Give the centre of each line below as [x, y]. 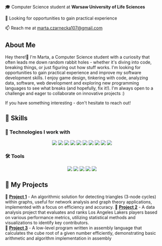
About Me [20, 45]
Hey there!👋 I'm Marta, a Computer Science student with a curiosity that [77, 57]
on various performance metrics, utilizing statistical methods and [70, 217]
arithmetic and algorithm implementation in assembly [58, 238]
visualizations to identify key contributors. [47, 223]
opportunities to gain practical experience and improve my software [73, 72]
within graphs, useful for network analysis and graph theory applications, [79, 201]
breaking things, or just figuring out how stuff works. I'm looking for [73, 67]
